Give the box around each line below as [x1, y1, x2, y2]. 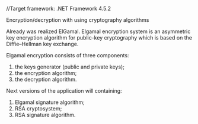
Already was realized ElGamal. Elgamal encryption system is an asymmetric [6, 28, 191, 35]
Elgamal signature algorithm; [14, 99, 85, 106]
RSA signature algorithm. [14, 112, 76, 118]
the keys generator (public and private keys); [14, 63, 124, 70]
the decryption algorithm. [14, 76, 77, 83]
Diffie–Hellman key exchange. [6, 41, 79, 47]
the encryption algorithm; [14, 70, 77, 76]
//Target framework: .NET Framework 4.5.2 [6, 5, 111, 12]
